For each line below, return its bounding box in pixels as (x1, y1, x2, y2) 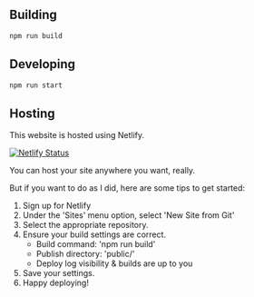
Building (9, 7, 57, 23)
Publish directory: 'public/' (35, 249, 135, 260)
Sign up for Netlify (22, 200, 92, 212)
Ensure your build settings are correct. (22, 229, 166, 240)
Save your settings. (22, 268, 95, 279)
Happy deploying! (22, 277, 89, 289)
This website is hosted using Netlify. (9, 130, 145, 141)
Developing (9, 56, 75, 72)
